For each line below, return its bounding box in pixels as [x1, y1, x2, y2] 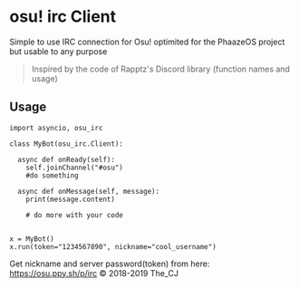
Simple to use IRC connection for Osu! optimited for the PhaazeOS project [9, 36, 285, 47]
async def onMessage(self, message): [17, 187, 160, 196]
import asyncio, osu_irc [9, 123, 103, 132]
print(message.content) [25, 195, 116, 204]
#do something [25, 170, 79, 180]
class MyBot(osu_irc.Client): [9, 139, 124, 149]
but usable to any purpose [9, 45, 108, 56]
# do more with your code [25, 210, 124, 219]
